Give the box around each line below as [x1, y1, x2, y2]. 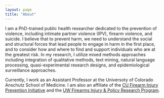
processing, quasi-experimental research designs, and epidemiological [5, 62, 150, 68]
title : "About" [5, 12, 37, 17]
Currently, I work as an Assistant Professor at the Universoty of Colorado [5, 77, 154, 83]
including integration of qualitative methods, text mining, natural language [5, 57, 155, 63]
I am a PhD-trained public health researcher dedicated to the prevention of [5, 25, 157, 31]
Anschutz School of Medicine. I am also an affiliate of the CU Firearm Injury [5, 82, 159, 88]
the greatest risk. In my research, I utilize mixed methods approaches [5, 51, 146, 57]
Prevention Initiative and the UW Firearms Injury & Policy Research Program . [5, 87, 160, 93]
